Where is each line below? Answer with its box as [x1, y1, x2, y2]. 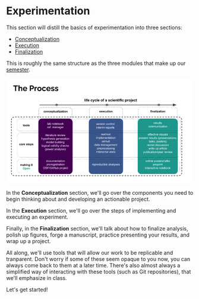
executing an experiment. [6, 213, 68, 221]
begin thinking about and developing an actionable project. [6, 195, 150, 203]
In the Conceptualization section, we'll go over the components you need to [6, 189, 194, 197]
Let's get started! [6, 286, 49, 293]
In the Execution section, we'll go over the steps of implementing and [6, 207, 176, 214]
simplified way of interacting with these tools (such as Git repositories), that [6, 268, 191, 275]
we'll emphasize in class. [6, 275, 67, 282]
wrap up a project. [6, 238, 51, 245]
